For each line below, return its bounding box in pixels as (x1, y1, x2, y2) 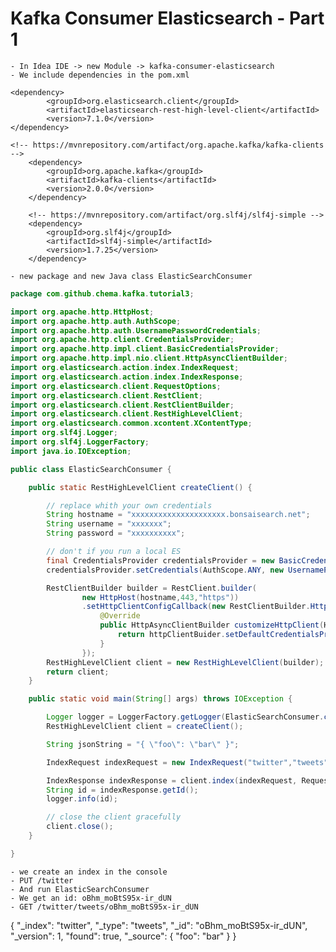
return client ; (46, 667, 110, 677)
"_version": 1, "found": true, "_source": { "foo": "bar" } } (10, 930, 237, 942)
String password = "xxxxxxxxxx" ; (46, 528, 186, 539)
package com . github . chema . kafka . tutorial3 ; (10, 288, 195, 299)
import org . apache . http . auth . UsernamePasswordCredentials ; (10, 325, 262, 336)
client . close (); (46, 822, 114, 832)
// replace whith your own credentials (46, 500, 213, 511)
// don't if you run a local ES (46, 547, 182, 557)
